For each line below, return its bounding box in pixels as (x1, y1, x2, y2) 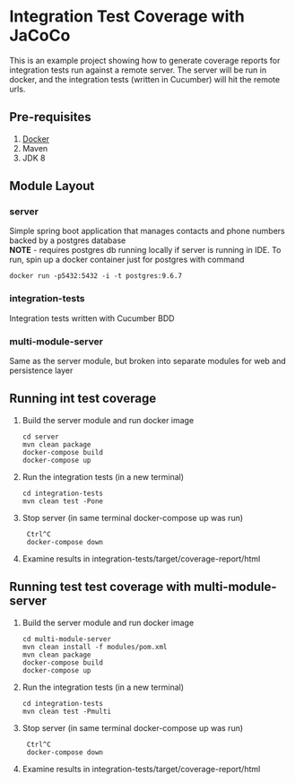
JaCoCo (9, 25, 71, 46)
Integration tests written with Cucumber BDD (9, 312, 175, 324)
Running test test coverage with (9, 579, 192, 595)
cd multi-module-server (22, 634, 112, 643)
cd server (22, 432, 60, 441)
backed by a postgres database (9, 235, 126, 246)
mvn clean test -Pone (22, 496, 103, 506)
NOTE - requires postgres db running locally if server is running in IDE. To (9, 245, 282, 256)
